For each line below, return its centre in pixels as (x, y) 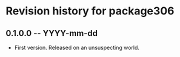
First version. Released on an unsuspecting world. (77, 47)
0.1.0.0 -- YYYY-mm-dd (52, 33)
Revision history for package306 (90, 11)
